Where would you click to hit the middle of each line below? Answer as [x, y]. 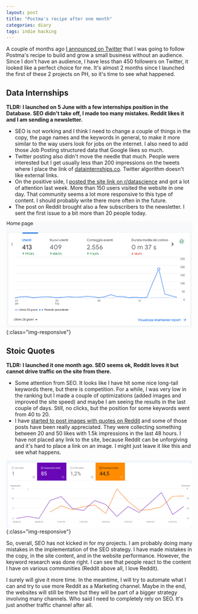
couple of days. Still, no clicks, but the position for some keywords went [102, 408]
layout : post [22, 12]
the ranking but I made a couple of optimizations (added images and [98, 396]
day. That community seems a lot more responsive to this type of [94, 194]
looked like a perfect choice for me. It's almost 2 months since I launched [95, 68]
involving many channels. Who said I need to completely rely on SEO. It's [95, 599]
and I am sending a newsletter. [44, 120]
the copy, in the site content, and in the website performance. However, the [98, 555]
